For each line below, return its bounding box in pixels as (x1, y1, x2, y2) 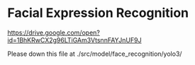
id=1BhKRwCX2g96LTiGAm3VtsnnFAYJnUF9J (7, 35, 142, 44)
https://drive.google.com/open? (7, 28, 101, 37)
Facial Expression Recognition (7, 5, 189, 21)
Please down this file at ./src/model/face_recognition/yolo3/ (7, 49, 182, 58)
